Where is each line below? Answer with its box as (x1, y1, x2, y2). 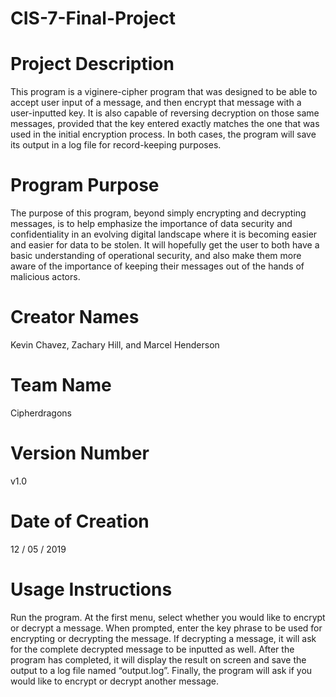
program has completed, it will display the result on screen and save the (10, 653, 307, 666)
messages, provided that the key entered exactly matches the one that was (10, 118, 320, 130)
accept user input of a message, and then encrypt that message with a (10, 97, 302, 109)
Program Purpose (10, 174, 160, 197)
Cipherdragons (10, 407, 73, 419)
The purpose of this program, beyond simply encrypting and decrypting (10, 207, 307, 219)
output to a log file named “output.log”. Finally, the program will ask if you (10, 664, 313, 676)
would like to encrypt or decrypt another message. (10, 675, 220, 687)
